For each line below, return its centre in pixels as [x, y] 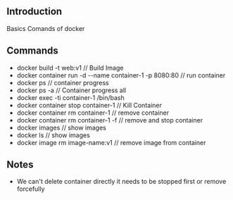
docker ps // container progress [63, 82]
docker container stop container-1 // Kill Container [89, 105]
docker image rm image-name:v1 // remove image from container [111, 142]
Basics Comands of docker [46, 28]
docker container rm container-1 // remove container [93, 113]
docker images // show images [61, 127]
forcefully [31, 189]
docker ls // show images [53, 135]
